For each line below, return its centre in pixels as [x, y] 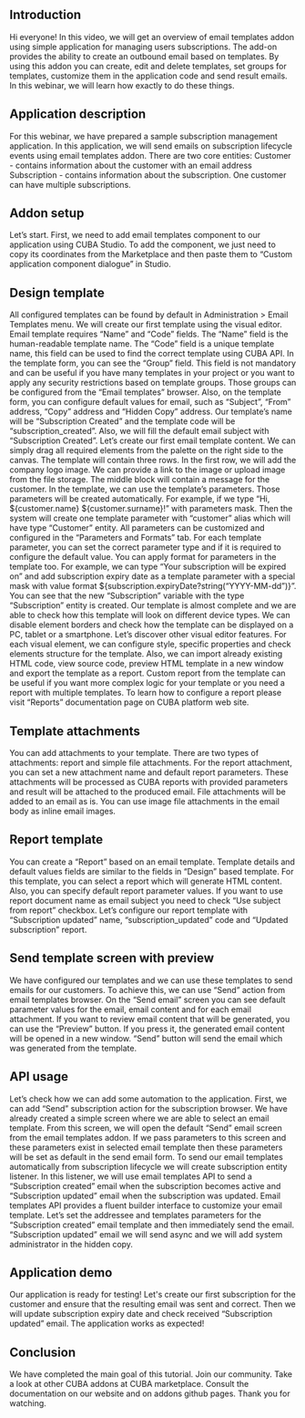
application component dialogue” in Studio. [90, 264]
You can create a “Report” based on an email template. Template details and [152, 862]
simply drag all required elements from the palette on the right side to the [147, 450]
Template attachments [75, 731]
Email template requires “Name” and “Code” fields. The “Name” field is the [149, 334]
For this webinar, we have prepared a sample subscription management [143, 136]
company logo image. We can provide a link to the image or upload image [147, 470]
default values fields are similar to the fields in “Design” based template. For [152, 871]
